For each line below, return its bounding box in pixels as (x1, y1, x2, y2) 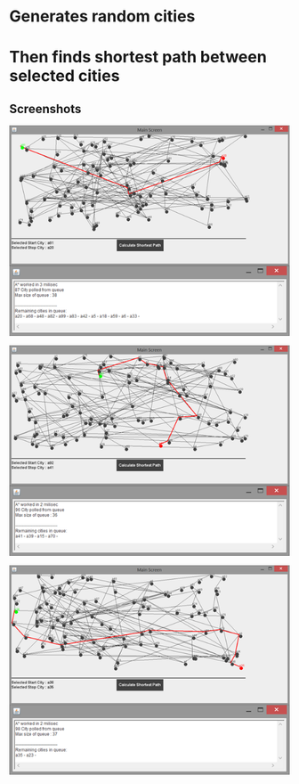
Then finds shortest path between (9, 47, 267, 68)
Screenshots (9, 101, 82, 117)
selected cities (9, 66, 120, 86)
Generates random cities (9, 6, 196, 27)
